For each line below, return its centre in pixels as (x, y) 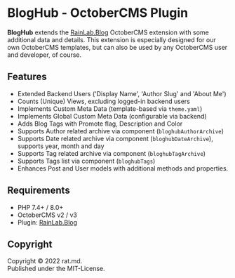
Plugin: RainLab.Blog (47, 222)
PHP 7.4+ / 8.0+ (40, 207)
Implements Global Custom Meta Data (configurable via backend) (112, 116)
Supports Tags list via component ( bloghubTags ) (86, 161)
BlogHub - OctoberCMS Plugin (98, 13)
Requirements (39, 191)
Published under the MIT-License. (56, 269)
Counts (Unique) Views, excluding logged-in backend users (104, 101)
